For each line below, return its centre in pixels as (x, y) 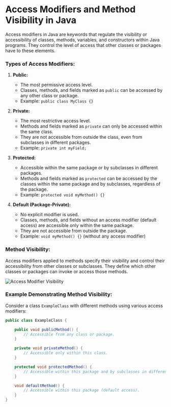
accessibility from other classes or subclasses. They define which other (81, 266)
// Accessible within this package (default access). (82, 390)
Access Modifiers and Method (70, 9)
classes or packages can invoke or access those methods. (67, 271)
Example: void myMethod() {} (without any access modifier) (83, 236)
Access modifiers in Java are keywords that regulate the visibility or (76, 34)
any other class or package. (49, 96)
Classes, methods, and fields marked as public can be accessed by (91, 90)
